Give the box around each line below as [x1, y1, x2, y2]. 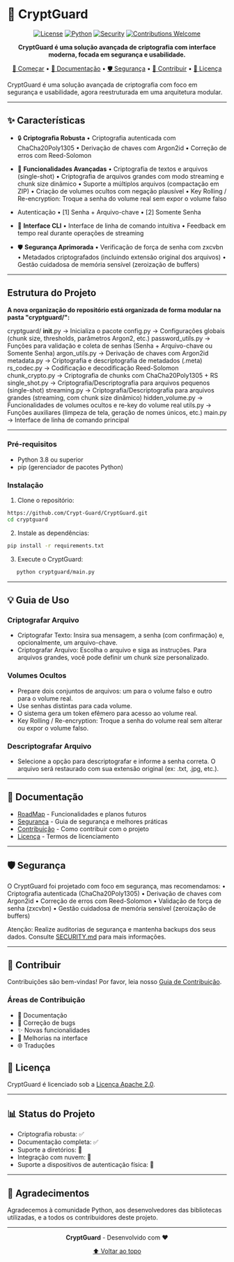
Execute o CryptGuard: [17, 555, 84, 563]
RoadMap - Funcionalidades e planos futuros [17, 809, 147, 818]
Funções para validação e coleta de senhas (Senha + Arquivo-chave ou [7, 342, 212, 350]
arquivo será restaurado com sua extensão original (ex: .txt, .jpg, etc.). [17, 764, 219, 772]
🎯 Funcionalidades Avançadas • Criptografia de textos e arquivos [17, 164, 208, 173]
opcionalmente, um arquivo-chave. [17, 638, 118, 647]
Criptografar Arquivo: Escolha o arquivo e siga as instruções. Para [17, 646, 207, 654]
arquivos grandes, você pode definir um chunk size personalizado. [17, 653, 209, 662]
